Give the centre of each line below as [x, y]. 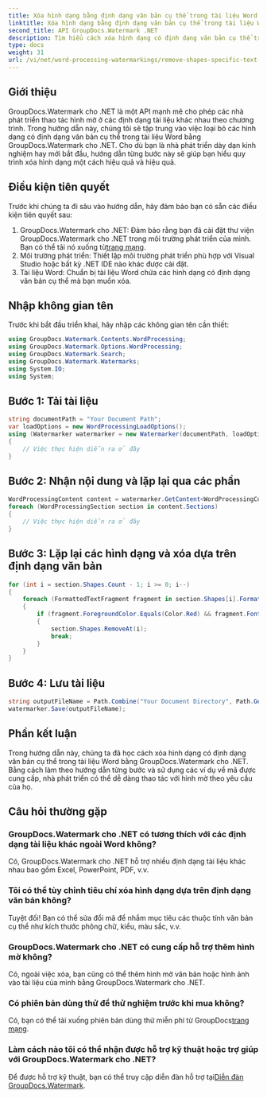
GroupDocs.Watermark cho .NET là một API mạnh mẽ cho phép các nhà [126, 111]
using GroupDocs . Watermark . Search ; [67, 355]
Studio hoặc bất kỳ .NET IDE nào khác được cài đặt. [104, 264]
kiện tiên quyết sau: [41, 215]
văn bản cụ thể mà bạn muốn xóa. [75, 281]
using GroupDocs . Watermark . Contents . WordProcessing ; [97, 339]
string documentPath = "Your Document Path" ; [85, 419]
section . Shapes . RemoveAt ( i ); [99, 629]
